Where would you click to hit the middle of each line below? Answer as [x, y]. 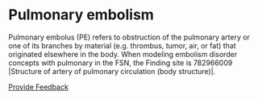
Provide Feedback [38, 87]
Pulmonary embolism [81, 15]
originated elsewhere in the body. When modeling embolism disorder [123, 54]
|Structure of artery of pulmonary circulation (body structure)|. [112, 71]
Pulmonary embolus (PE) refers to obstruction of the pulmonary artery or [129, 37]
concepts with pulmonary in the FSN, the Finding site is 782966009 [121, 63]
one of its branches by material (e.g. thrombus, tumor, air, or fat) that [122, 45]
